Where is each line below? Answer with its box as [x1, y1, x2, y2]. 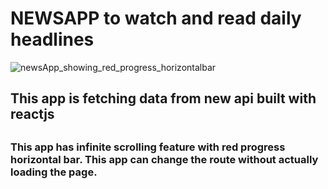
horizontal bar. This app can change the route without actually [10, 152, 319, 166]
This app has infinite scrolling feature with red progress [10, 140, 286, 154]
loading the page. [10, 165, 98, 179]
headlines [10, 28, 95, 51]
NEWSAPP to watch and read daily [10, 7, 302, 30]
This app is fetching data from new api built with [10, 90, 317, 107]
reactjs [10, 106, 55, 123]
